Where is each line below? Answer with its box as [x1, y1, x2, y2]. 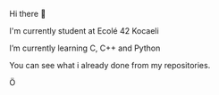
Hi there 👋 [9, 9, 46, 19]
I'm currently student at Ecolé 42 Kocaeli [9, 26, 159, 36]
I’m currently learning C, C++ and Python [9, 43, 161, 53]
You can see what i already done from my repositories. [9, 60, 211, 70]
